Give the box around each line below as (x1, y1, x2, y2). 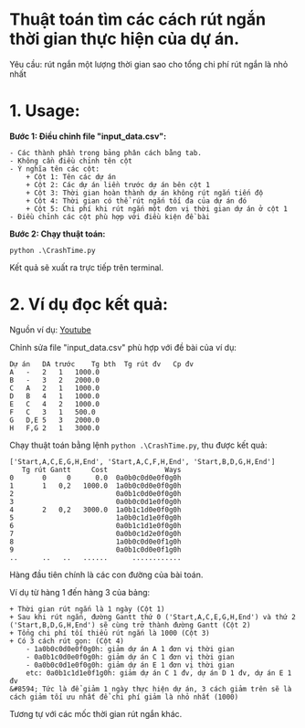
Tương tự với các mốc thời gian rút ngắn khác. (9, 708, 183, 719)
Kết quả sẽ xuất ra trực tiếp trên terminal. (9, 261, 164, 273)
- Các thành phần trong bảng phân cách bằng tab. (9, 148, 203, 157)
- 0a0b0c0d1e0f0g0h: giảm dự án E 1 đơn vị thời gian (26, 660, 235, 670)
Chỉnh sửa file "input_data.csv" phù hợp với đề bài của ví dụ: (9, 342, 237, 353)
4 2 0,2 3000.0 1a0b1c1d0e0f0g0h (9, 505, 182, 514)
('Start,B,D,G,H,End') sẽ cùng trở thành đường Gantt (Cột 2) (9, 620, 251, 629)
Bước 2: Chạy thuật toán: (9, 228, 106, 239)
